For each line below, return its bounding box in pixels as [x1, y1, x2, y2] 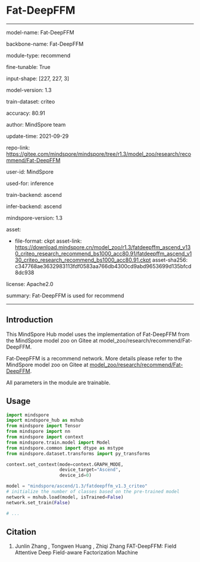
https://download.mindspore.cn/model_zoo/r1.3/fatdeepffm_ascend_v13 [14, 243, 191, 250]
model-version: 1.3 [6, 86, 52, 93]
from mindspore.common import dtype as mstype [6, 445, 124, 451]
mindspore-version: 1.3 [6, 214, 62, 221]
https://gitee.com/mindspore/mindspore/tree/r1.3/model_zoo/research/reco [6, 150, 192, 158]
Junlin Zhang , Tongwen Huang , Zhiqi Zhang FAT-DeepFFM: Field [14, 542, 177, 550]
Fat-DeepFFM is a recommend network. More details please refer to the [6, 354, 183, 362]
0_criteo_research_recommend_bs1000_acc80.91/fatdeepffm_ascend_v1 [14, 250, 192, 257]
